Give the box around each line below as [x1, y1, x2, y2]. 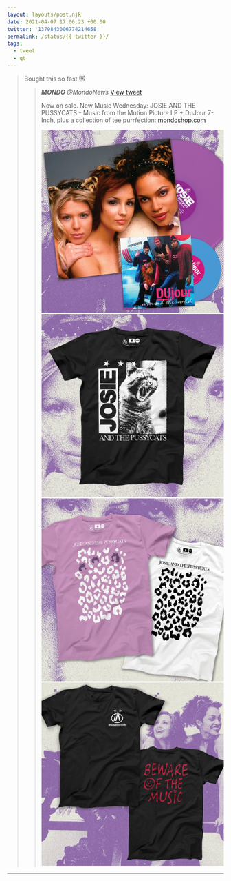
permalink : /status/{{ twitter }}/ [7, 33, 109, 40]
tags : [7, 40, 23, 48]
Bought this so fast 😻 [23, 75, 86, 83]
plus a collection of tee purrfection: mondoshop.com [56, 116, 206, 124]
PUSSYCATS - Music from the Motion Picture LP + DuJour [41, 108, 206, 117]
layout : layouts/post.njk [7, 11, 81, 18]
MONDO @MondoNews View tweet [41, 88, 142, 96]
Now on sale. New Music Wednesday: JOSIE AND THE [41, 101, 196, 110]
